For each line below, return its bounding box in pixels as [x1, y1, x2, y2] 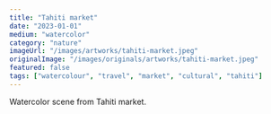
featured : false [9, 64, 70, 73]
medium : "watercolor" [9, 30, 91, 39]
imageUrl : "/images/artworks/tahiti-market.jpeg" [9, 47, 199, 56]
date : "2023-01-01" [9, 22, 83, 31]
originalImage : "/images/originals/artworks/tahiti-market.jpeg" [9, 55, 258, 64]
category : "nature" [9, 38, 83, 48]
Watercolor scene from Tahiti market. [9, 96, 146, 107]
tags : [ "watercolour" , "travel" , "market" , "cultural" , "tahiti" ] [9, 72, 263, 81]
